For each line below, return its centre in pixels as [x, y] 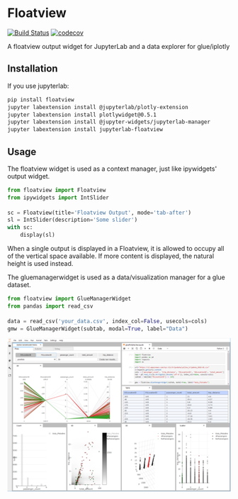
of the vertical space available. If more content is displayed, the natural [111, 256]
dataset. [19, 285]
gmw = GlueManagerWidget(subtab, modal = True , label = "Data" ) [98, 329]
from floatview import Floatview [57, 190]
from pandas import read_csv [50, 306]
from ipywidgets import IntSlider [58, 197]
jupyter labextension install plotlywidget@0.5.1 [82, 115]
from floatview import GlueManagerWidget [69, 299]
